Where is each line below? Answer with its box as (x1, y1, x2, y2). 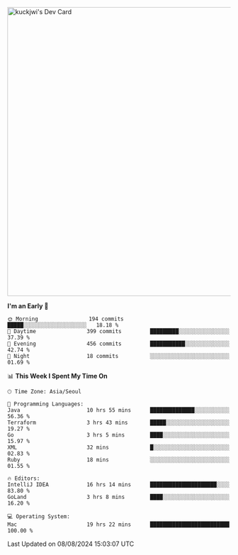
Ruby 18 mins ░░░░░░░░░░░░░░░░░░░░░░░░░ (7, 456, 230, 464)
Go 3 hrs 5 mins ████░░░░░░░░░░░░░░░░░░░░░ (7, 432, 230, 439)
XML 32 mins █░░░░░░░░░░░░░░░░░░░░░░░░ (7, 444, 230, 451)
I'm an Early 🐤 (7, 302, 49, 310)
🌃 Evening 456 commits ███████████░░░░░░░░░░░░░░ (7, 340, 230, 347)
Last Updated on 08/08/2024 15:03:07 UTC (7, 539, 135, 548)
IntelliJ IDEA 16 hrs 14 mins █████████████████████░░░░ (7, 481, 230, 488)
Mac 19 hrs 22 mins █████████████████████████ (7, 521, 230, 528)
